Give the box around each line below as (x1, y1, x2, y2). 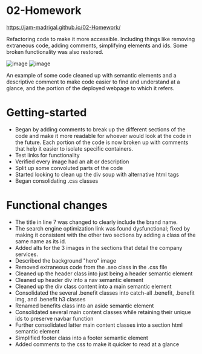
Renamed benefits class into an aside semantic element (15, 302, 154, 309)
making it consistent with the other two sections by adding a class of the (15, 231, 196, 238)
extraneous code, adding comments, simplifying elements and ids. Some (6, 42, 187, 49)
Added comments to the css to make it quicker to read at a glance (15, 340, 180, 348)
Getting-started (6, 106, 87, 120)
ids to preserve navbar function (15, 315, 94, 322)
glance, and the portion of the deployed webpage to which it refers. (6, 84, 175, 91)
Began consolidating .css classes (15, 177, 99, 185)
